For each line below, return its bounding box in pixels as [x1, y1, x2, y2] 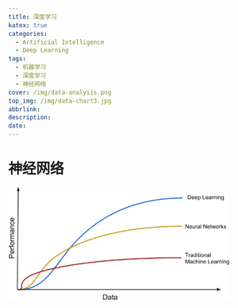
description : [8, 114, 52, 122]
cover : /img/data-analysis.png [8, 88, 112, 96]
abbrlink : [8, 105, 41, 113]
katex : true [8, 21, 48, 29]
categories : [8, 29, 48, 37]
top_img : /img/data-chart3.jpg [8, 96, 112, 105]
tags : [8, 55, 26, 63]
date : [8, 122, 26, 131]
